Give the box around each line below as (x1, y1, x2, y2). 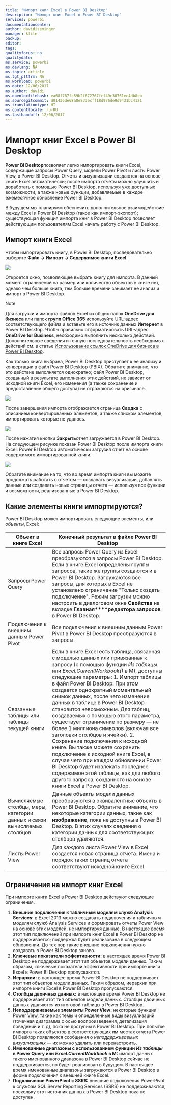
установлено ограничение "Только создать (52, 587, 160, 594)
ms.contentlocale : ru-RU (5, 107, 58, 113)
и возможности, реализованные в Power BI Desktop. (5, 487, 120, 494)
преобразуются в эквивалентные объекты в (52, 797, 162, 804)
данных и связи (8, 816, 47, 824)
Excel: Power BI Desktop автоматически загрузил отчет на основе (5, 446, 148, 452)
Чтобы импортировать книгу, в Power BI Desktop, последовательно (5, 249, 152, 255)
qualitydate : (5, 55, 33, 60)
